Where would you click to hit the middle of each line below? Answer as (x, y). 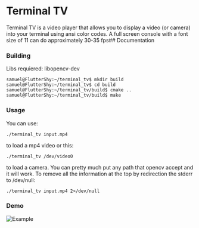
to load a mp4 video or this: (40, 145)
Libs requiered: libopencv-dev (43, 69)
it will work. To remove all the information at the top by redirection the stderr (99, 174)
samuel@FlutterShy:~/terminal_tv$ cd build (61, 85)
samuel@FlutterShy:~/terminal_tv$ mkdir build (65, 80)
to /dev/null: (21, 180)
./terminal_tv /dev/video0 (40, 156)
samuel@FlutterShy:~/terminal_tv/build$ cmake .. (69, 90)
